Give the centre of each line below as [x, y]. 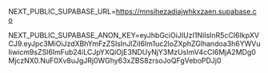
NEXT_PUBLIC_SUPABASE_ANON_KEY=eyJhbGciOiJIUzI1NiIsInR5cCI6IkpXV [134, 35]
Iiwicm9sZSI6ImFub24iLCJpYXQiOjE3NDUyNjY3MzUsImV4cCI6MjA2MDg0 [132, 52]
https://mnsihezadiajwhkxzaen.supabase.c [186, 12]
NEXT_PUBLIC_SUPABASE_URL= [62, 12]
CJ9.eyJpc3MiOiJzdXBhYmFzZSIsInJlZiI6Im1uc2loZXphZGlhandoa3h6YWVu [134, 44]
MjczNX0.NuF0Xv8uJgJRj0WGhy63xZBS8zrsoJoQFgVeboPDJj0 [115, 60]
